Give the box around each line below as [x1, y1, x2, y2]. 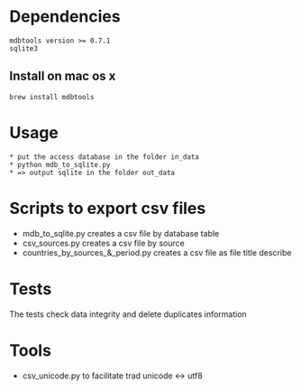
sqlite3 [9, 43, 39, 53]
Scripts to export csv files [9, 198, 206, 218]
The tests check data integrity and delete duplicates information [9, 309, 248, 320]
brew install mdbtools [9, 92, 95, 101]
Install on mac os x [9, 69, 116, 84]
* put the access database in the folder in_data [9, 152, 200, 162]
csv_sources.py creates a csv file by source [22, 237, 185, 248]
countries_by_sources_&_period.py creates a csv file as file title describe [22, 246, 292, 258]
